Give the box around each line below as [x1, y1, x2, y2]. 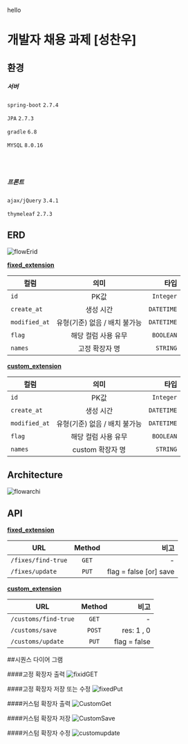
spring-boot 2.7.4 [7, 102, 59, 109]
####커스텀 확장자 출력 [7, 699, 71, 707]
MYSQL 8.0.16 [7, 142, 44, 149]
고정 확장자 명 [78, 344, 121, 353]
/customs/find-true [10, 615, 75, 623]
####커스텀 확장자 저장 [7, 714, 71, 722]
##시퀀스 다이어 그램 [7, 655, 64, 663]
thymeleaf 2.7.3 [7, 210, 53, 217]
